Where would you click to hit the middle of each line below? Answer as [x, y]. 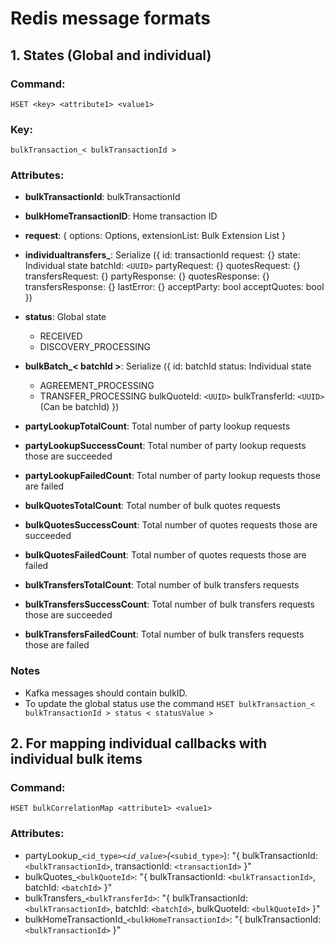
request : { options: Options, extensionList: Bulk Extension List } [155, 236]
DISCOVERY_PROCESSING [95, 347]
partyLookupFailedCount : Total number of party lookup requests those [172, 476]
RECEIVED [61, 336]
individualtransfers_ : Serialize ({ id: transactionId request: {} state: [162, 255]
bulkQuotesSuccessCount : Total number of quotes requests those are [171, 525]
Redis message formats [110, 18]
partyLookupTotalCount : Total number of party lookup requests [157, 426]
